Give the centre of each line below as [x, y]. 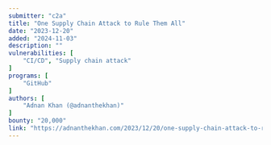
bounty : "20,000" [38, 121]
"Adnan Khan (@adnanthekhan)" [74, 106]
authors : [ [27, 98]
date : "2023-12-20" [41, 31]
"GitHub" [38, 83]
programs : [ [28, 76]
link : [17, 128]
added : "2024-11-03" [43, 38]
